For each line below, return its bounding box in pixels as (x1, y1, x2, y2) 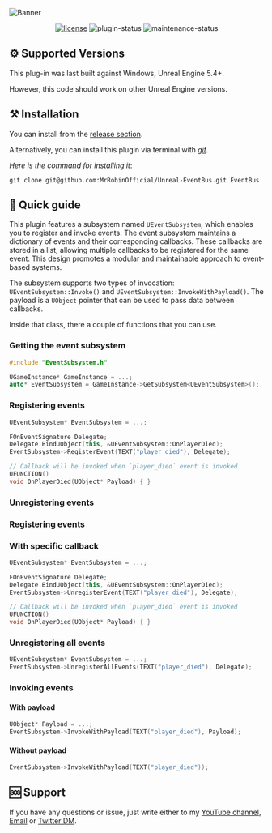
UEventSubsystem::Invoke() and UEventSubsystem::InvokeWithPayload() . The (9, 287, 264, 297)
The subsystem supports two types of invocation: (9, 278, 175, 288)
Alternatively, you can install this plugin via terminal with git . (9, 144, 209, 154)
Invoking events (9, 682, 74, 694)
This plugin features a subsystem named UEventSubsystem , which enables (9, 220, 253, 229)
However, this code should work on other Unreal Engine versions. (9, 83, 227, 93)
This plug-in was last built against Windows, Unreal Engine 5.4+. (9, 68, 225, 78)
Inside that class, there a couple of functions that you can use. (9, 320, 218, 330)
